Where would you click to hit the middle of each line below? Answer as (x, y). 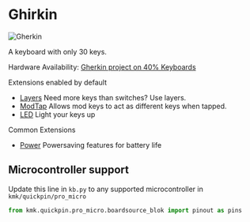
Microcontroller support (68, 170)
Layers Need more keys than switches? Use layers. (103, 97)
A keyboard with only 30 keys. (57, 51)
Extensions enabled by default (58, 82)
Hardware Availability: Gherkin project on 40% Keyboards (102, 67)
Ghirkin (33, 15)
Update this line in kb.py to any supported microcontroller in (106, 189)
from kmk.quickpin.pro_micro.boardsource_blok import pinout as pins (125, 210)
